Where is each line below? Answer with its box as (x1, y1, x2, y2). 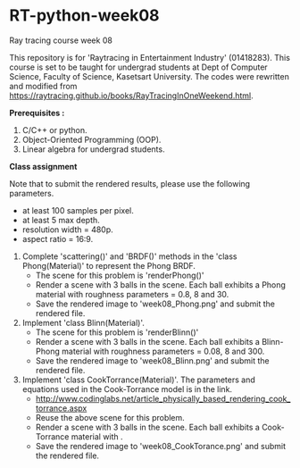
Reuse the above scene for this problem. (35, 412, 185, 422)
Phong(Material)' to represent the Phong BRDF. (21, 260, 196, 271)
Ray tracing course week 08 (9, 35, 113, 46)
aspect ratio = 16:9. (21, 233, 94, 244)
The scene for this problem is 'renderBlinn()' (35, 327, 199, 338)
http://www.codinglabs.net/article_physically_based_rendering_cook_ (35, 393, 291, 404)
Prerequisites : (9, 107, 65, 118)
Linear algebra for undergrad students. (21, 144, 165, 155)
